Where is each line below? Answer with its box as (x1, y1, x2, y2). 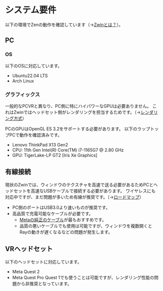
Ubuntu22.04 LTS (12, 72, 48, 79)
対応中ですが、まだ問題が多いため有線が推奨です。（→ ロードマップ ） (5, 194, 144, 200)
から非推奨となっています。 (16, 281, 72, 287)
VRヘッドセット (5, 245, 53, 253)
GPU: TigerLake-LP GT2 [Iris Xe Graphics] (12, 152, 97, 158)
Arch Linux (12, 78, 34, 84)
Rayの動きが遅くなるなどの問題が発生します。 (19, 229, 113, 235)
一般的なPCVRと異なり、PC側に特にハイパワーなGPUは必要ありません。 (5, 103, 152, 109)
